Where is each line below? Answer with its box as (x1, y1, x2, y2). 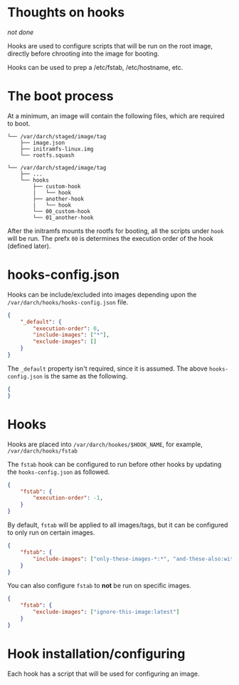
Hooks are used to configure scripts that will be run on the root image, (7, 41, 213, 50)
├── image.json (20, 139, 65, 146)
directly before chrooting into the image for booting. (7, 49, 160, 58)
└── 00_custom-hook (33, 207, 91, 215)
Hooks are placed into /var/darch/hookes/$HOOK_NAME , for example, (7, 440, 203, 448)
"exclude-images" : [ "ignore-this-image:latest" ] (33, 609, 180, 616)
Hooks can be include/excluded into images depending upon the (7, 290, 197, 299)
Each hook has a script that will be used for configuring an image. (7, 669, 200, 678)
